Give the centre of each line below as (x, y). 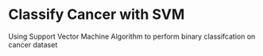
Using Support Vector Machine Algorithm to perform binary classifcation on (132, 36)
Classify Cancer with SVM (97, 15)
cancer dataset (33, 44)
